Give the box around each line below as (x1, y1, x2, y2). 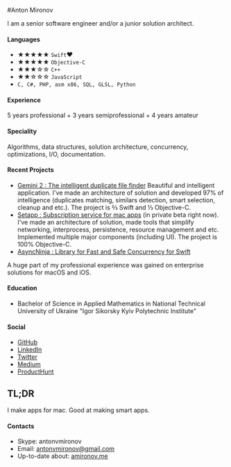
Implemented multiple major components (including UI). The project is (17, 232, 217, 241)
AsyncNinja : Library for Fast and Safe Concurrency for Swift (17, 247, 191, 256)
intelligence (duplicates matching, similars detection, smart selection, (17, 195, 216, 204)
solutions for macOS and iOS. (7, 268, 92, 276)
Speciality (7, 127, 37, 135)
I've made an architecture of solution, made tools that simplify (17, 218, 194, 226)
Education (7, 284, 37, 292)
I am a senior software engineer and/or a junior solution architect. (7, 19, 194, 27)
